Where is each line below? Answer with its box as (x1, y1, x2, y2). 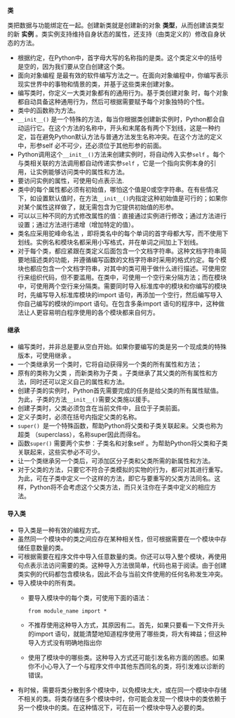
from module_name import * (27, 608, 107, 615)
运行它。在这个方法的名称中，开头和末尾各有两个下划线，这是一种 (23, 124, 215, 132)
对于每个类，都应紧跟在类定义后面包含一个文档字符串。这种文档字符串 (17, 247, 221, 255)
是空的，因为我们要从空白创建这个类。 (17, 63, 128, 70)
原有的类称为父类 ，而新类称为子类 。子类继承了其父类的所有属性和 (17, 369, 212, 377)
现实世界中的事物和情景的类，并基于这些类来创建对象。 (17, 80, 177, 88)
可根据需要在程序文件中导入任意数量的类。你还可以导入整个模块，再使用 (17, 552, 227, 561)
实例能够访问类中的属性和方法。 (36, 168, 128, 176)
